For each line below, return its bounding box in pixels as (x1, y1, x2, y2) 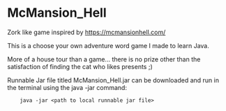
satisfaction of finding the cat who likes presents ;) (7, 62, 153, 71)
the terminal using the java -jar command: (7, 83, 128, 91)
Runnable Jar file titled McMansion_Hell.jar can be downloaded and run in (7, 75, 220, 84)
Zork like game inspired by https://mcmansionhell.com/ (7, 28, 166, 36)
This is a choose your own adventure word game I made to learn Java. (7, 41, 209, 50)
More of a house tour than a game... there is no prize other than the (7, 54, 201, 64)
